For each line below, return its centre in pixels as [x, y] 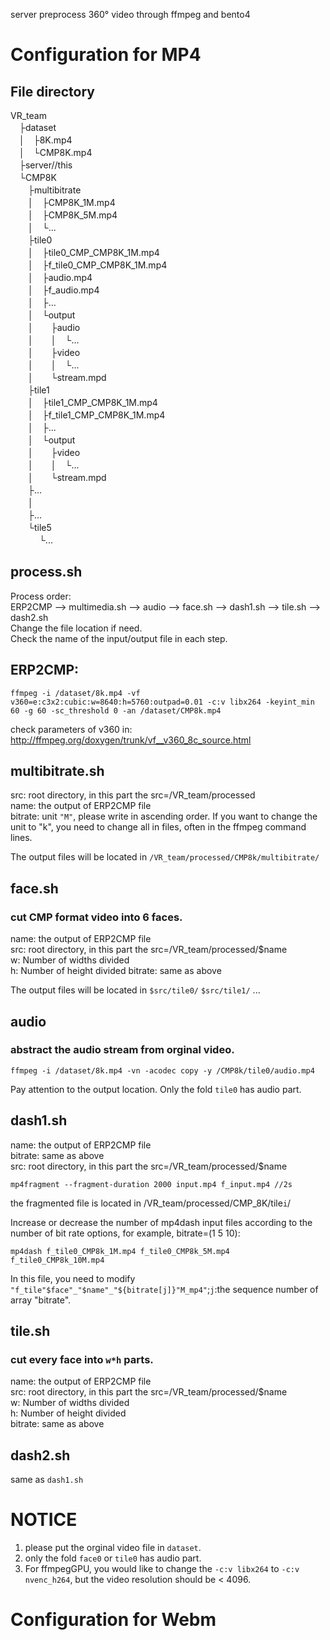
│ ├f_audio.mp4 [63, 290]
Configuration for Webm [113, 1620]
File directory [52, 91]
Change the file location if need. [76, 628]
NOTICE [44, 1520]
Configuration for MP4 [106, 55]
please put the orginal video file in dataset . [113, 1548]
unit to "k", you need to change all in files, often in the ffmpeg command [158, 827]
